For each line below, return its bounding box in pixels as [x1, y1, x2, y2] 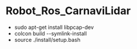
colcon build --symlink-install [14, 30, 87, 37]
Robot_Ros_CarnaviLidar [5, 4, 131, 18]
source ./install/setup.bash [14, 36, 81, 43]
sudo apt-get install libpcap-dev [14, 24, 94, 31]
